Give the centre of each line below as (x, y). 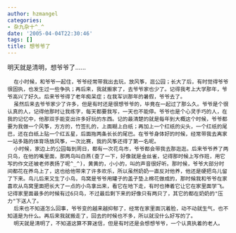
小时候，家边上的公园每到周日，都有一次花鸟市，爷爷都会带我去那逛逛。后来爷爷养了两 (121, 149)
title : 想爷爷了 (29, 46)
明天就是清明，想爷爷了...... (47, 67)
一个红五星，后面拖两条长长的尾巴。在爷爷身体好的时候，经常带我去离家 (138, 134)
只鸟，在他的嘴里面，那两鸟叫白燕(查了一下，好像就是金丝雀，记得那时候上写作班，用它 (116, 157)
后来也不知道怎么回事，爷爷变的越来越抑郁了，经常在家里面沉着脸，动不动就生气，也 (118, 208)
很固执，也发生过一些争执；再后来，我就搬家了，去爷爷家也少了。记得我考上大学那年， (115, 89)
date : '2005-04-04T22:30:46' (50, 33)
